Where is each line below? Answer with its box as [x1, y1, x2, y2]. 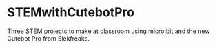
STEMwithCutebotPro [7, 5, 135, 20]
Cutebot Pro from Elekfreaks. [7, 34, 90, 42]
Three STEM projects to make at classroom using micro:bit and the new [7, 27, 210, 35]
